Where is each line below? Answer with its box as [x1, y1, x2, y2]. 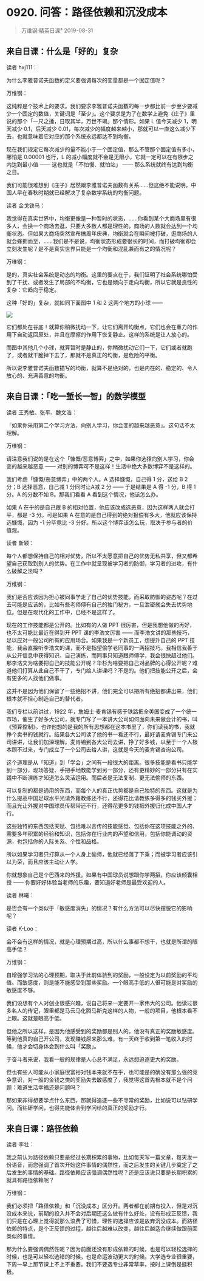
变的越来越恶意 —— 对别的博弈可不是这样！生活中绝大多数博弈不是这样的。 [6, 462, 195, 470]
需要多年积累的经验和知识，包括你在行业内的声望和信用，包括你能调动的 [6, 830, 187, 837]
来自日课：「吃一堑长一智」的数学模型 [6, 391, 146, 401]
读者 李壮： [6, 1141, 35, 1148]
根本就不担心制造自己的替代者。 [6, 695, 86, 702]
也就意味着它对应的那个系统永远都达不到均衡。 [16, 132, 134, 140]
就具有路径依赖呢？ [6, 1177, 55, 1184]
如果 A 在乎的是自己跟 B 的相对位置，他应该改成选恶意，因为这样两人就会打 [6, 504, 195, 511]
